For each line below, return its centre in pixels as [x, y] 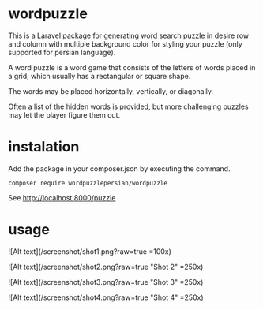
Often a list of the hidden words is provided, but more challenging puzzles [128, 106]
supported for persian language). [62, 52]
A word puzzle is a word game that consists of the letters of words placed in [132, 67]
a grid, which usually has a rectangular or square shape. [100, 76]
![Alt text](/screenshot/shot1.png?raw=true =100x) [90, 251]
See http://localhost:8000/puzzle [62, 197]
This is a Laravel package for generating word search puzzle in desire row [129, 35]
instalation [44, 147]
